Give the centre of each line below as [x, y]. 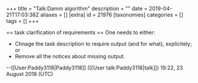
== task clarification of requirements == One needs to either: [81, 32]
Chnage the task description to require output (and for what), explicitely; [103, 44]
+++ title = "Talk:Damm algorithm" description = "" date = [77, 9]
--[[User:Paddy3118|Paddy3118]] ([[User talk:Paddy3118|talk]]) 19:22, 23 [95, 68]
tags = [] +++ [23, 21]
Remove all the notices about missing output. [70, 56]
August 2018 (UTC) [30, 74]
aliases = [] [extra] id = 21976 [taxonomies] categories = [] [112, 15]
